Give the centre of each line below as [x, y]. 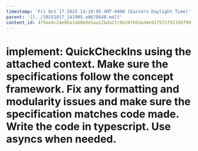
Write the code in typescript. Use [89, 126]
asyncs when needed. [61, 139]
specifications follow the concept [90, 76]
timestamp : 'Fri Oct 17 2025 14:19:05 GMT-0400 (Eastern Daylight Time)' [99, 11]
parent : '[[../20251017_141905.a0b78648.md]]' [64, 17]
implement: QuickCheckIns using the [99, 51]
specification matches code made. [93, 114]
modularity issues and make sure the [98, 101]
